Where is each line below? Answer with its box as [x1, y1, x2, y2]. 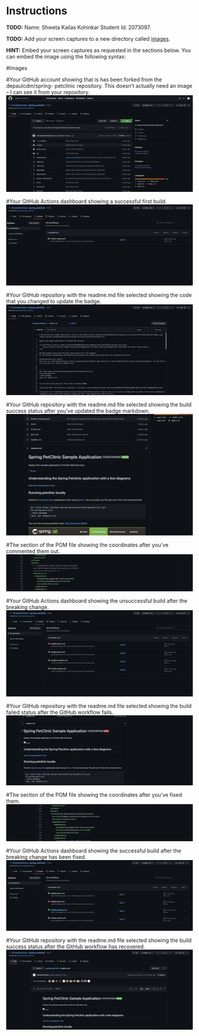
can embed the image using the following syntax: [6, 53, 126, 60]
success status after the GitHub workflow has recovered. [6, 943, 145, 950]
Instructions [6, 4, 68, 18]
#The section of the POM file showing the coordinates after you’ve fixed [6, 791, 182, 798]
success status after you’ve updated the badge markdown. [6, 408, 150, 415]
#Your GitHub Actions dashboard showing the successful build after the [6, 847, 182, 854]
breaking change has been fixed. [6, 854, 86, 861]
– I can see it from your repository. [6, 88, 90, 95]
